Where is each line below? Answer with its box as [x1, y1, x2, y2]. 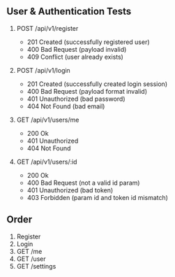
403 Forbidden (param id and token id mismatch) [26, 193, 169, 201]
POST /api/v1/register [16, 24, 79, 32]
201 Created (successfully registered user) [26, 38, 151, 46]
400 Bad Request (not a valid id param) [26, 178, 140, 187]
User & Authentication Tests [6, 6, 132, 17]
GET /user [16, 255, 46, 263]
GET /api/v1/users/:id [16, 157, 77, 166]
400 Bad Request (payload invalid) [26, 45, 127, 53]
